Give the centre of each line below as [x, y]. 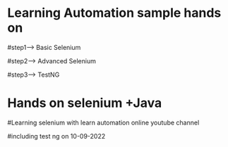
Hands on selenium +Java [85, 103]
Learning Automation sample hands [114, 13]
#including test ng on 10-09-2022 [56, 136]
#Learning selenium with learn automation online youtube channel [103, 122]
